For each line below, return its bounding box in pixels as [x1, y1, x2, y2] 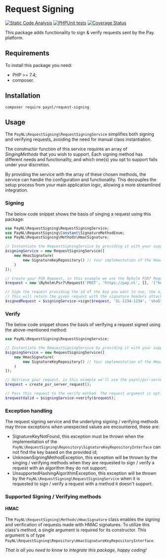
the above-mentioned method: [5, 327, 67, 333]
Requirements [5, 49, 49, 57]
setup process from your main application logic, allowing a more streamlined [5, 182, 161, 188]
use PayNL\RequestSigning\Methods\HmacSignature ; [5, 235, 110, 240]
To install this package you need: [5, 62, 73, 68]
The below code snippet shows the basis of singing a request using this [5, 211, 151, 217]
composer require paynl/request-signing [5, 105, 90, 110]
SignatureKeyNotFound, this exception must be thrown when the [12, 434, 144, 440]
